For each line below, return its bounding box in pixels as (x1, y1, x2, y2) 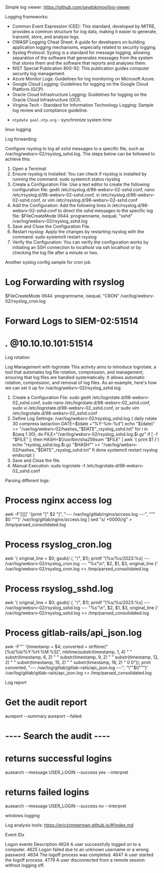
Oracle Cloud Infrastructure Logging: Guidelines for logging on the (12, 91, 147, 97)
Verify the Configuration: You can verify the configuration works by (12, 239, 149, 245)
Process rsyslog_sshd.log (5, 583, 113, 594)
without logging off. (5, 862, 45, 868)
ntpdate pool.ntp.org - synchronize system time (12, 117, 112, 123)
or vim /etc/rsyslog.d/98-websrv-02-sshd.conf (42, 197, 138, 203)
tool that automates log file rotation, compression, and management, (5, 369, 144, 375)
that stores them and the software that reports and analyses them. (12, 60, 147, 66)
